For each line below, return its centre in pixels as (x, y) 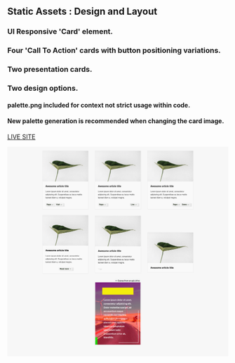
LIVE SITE (21, 136)
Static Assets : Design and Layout (82, 12)
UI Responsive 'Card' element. (60, 32)
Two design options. (43, 89)
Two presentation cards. (50, 70)
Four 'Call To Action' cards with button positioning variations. (114, 51)
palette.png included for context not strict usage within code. (99, 105)
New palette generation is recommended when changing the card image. (116, 121)
